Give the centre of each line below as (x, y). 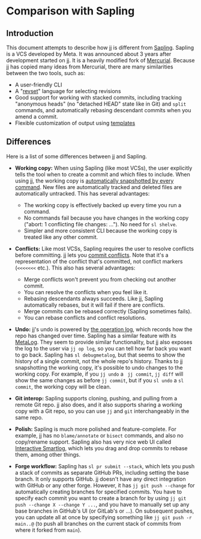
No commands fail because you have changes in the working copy (106, 218)
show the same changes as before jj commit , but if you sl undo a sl (99, 380)
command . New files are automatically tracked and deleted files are (98, 187)
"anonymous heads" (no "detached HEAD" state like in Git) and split (100, 104)
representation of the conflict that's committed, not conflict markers (99, 261)
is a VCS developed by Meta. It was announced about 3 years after (89, 54)
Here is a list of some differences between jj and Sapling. (76, 156)
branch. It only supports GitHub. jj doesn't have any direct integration (100, 479)
